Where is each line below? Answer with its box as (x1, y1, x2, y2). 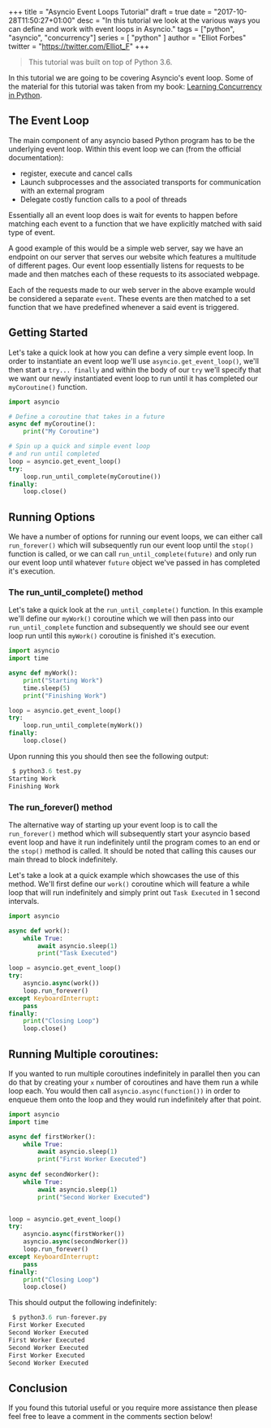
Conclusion (8, 1381, 68, 1395)
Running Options (8, 510, 96, 524)
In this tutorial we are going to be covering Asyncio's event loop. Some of (8, 73, 254, 82)
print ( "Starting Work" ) (23, 676, 104, 684)
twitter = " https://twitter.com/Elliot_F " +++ (8, 41, 150, 51)
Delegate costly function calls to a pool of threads (19, 194, 187, 204)
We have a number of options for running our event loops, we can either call (8, 532, 263, 542)
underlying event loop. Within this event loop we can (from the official (8, 144, 242, 154)
